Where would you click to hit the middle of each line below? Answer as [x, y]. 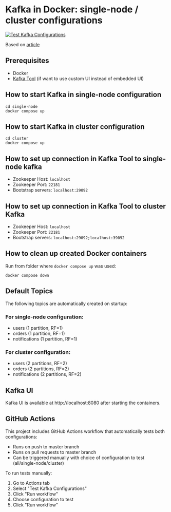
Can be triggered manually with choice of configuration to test [79, 458]
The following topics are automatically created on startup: [66, 304]
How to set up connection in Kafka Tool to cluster [85, 206]
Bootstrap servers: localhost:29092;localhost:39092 [69, 238]
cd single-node [22, 106]
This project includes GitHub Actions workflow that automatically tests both [85, 431]
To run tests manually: [29, 473]
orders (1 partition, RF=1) [39, 333]
